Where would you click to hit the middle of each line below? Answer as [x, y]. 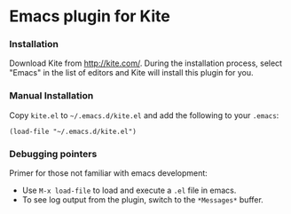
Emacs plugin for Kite [90, 16]
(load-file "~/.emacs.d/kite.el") [73, 131]
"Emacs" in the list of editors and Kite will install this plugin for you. [131, 73]
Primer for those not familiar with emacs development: [109, 173]
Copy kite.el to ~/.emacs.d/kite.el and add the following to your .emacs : [144, 115]
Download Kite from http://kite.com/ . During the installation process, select [145, 63]
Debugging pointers [53, 154]
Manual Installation [51, 96]
